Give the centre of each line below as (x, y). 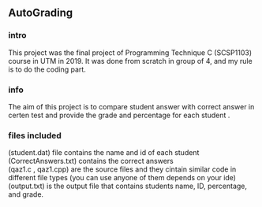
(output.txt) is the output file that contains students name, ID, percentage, (127, 186)
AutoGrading (41, 13)
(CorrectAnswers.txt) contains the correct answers (91, 161)
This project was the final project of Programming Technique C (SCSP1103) (130, 52)
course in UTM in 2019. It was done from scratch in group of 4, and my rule (130, 61)
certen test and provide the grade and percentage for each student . (119, 115)
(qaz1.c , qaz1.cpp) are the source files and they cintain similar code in (122, 169)
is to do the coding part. (47, 69)
